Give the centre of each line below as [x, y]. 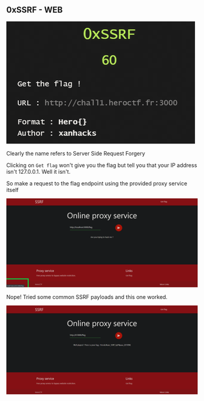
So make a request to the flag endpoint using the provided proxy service [97, 183]
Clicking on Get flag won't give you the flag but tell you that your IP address [102, 165]
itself [12, 190]
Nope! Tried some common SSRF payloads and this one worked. [87, 297]
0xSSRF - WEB [35, 10]
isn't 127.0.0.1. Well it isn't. [39, 171]
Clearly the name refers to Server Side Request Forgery [76, 153]
